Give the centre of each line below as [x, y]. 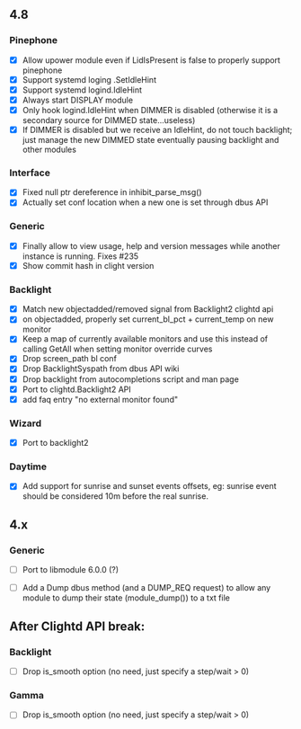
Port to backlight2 [55, 443]
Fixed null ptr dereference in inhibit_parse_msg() [112, 192]
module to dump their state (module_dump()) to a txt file [126, 598]
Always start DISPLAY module [77, 100]
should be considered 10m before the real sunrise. [115, 496]
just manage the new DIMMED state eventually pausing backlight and [150, 140]
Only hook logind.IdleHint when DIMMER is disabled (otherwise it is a [150, 110]
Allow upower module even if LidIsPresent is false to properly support [151, 60]
